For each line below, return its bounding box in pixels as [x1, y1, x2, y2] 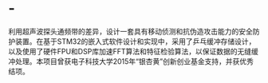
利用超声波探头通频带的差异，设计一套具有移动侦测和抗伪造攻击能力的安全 [8, 26, 253, 36]
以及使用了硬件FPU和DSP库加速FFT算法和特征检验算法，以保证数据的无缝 [8, 46, 252, 56]
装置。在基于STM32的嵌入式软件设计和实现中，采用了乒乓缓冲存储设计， [14, 36, 256, 46]
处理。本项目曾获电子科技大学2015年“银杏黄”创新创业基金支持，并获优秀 [14, 56, 254, 66]
